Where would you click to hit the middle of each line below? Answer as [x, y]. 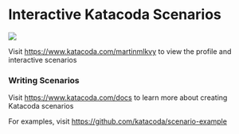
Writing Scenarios [44, 80]
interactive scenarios [43, 59]
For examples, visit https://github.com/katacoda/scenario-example [118, 121]
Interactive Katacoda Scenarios [115, 15]
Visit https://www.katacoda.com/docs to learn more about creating [118, 98]
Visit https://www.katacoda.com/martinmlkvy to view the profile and [120, 51]
